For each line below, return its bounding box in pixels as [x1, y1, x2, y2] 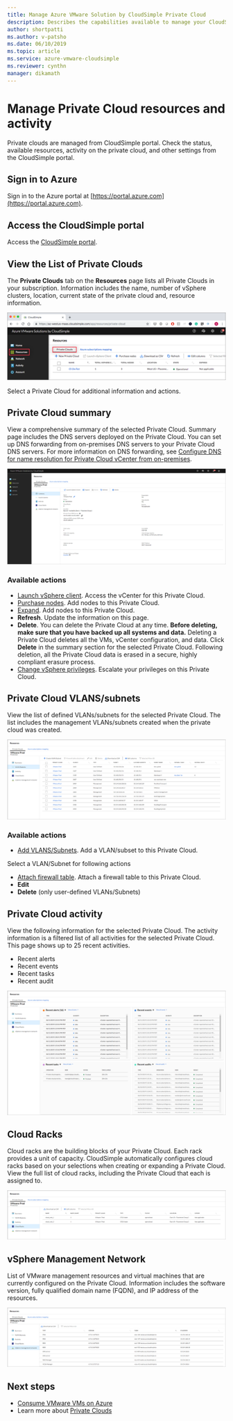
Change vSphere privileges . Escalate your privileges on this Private [17, 665, 209, 673]
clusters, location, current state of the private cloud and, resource [7, 291, 196, 299]
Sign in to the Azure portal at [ [7, 192, 94, 200]
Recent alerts [17, 955, 55, 963]
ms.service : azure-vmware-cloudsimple [7, 56, 119, 63]
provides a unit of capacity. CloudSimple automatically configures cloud [7, 1155, 213, 1163]
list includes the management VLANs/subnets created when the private [7, 718, 211, 727]
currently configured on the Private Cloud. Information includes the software [7, 1278, 225, 1287]
